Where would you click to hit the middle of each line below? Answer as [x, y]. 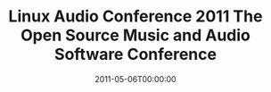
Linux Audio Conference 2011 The [135, 17]
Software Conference [135, 54]
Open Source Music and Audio [135, 35]
